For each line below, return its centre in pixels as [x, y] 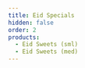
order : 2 [22, 30]
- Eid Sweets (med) [47, 52]
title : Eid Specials [42, 15]
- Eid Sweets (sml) [47, 45]
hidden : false [31, 23]
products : [24, 37]
